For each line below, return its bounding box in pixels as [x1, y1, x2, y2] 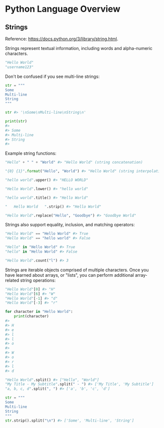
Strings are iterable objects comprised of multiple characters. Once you [5, 267, 149, 273]
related [5, 277, 20, 283]
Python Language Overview [5, 3, 121, 15]
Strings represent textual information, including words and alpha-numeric [5, 46, 153, 51]
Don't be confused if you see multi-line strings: [5, 73, 100, 79]
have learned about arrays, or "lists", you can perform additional [5, 272, 134, 278]
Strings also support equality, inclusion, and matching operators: [5, 222, 135, 228]
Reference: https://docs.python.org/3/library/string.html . [5, 36, 119, 42]
